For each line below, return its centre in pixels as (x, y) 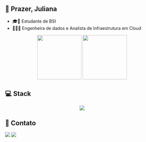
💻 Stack (18, 94)
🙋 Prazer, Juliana (31, 9)
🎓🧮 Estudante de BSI (34, 21)
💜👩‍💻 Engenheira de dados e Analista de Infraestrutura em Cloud (77, 28)
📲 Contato (21, 123)
